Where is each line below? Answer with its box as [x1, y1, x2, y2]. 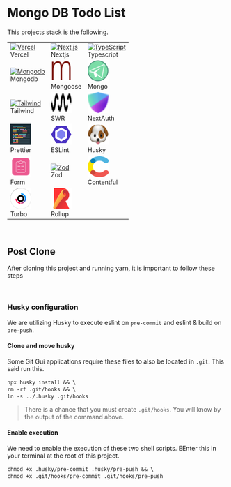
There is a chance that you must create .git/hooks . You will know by [24, 405, 221, 413]
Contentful [87, 178, 118, 186]
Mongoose [51, 82, 82, 90]
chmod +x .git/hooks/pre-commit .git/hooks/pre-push [7, 472, 164, 479]
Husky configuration [7, 302, 79, 312]
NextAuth [87, 114, 115, 123]
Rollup [51, 209, 70, 218]
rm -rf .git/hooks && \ [7, 386, 77, 393]
